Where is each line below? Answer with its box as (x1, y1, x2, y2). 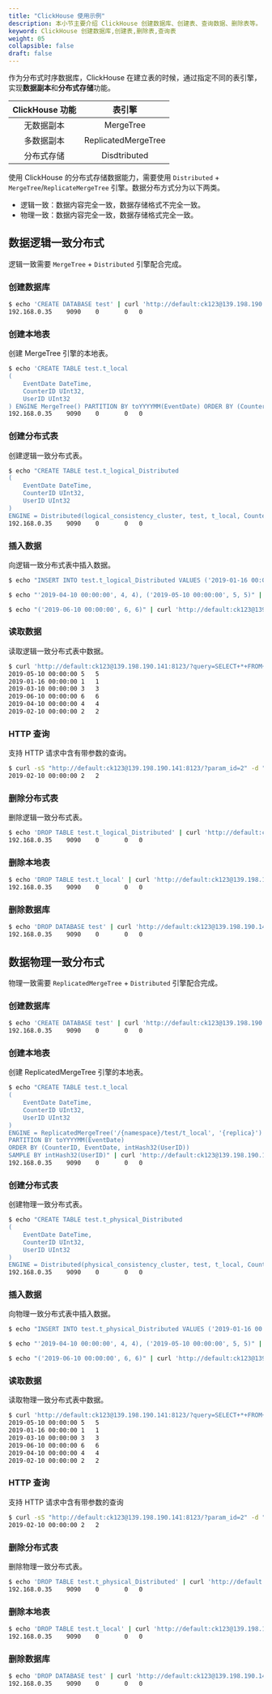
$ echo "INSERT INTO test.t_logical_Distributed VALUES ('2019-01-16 (8, 576, 249, 584)
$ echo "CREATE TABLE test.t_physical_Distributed (8, 1216, 183, 1224)
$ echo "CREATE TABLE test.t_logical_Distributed (8, 467, 180, 475)
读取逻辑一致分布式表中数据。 (8, 646, 108, 656)
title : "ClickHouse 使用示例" (8, 11, 105, 20)
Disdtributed (100, 150, 149, 160)
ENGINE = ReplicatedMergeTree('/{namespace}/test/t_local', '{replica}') (8, 1128, 263, 1137)
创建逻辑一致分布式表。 (8, 451, 87, 460)
